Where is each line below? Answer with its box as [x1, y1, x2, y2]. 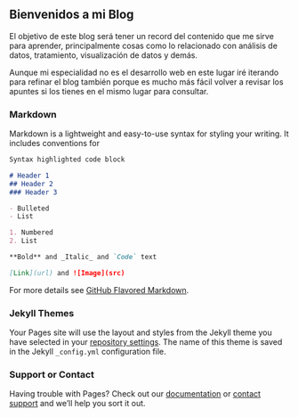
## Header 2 [9, 179, 53, 188]
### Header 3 [9, 187, 58, 197]
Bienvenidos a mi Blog [9, 7, 134, 22]
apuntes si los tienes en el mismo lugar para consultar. [9, 86, 209, 96]
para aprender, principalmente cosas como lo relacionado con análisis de [9, 40, 278, 51]
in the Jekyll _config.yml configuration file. [9, 347, 166, 357]
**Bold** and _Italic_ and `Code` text [9, 253, 157, 262]
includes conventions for [9, 138, 101, 149]
